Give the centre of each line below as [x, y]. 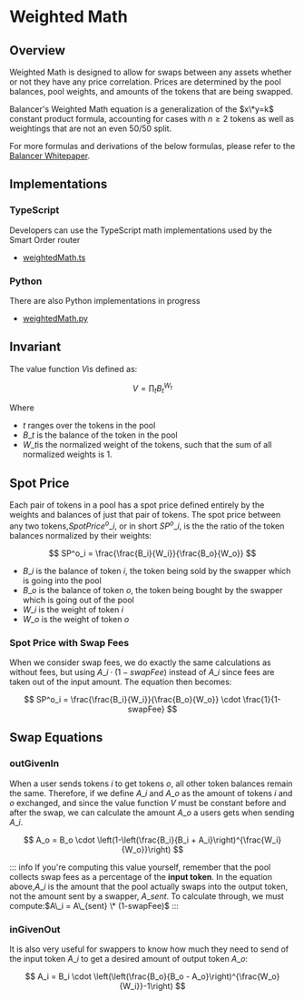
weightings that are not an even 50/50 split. [91, 128]
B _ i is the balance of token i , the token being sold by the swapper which [157, 571]
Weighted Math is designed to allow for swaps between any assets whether [151, 72]
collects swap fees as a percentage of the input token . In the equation [141, 876]
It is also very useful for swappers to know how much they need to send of [149, 949]
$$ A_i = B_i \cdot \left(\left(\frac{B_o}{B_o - [108, 976]
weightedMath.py [55, 318]
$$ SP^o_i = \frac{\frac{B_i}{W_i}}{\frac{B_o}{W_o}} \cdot [132, 700]
